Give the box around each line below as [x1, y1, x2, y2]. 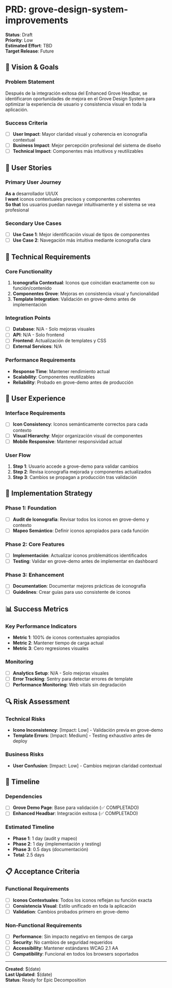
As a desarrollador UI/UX [5, 190, 58, 197]
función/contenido [12, 285, 52, 291]
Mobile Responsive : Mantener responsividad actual [12, 438, 122, 445]
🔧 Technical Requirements [5, 252, 91, 261]
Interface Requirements [5, 410, 66, 417]
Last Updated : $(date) [5, 972, 53, 978]
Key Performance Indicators [5, 623, 77, 630]
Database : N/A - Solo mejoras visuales [12, 326, 95, 332]
